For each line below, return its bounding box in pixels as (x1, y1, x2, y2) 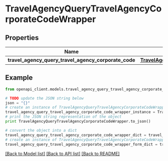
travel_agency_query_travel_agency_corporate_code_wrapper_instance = (5, 110, 155, 115)
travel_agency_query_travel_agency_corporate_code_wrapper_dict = (5, 133, 146, 138)
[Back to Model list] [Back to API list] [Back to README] (5, 151, 120, 157)
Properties (5, 33, 39, 42)
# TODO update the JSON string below (5, 96, 84, 101)
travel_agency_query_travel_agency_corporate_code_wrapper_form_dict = (5, 142, 157, 147)
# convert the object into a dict (5, 128, 77, 133)
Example (5, 73, 33, 82)
